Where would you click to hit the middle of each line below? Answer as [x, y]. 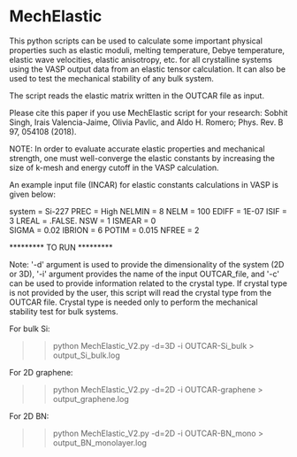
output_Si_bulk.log [87, 355]
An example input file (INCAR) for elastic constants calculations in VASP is [144, 184]
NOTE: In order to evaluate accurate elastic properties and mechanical [137, 149]
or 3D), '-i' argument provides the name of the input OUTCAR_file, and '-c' [145, 274]
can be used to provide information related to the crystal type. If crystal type [148, 283]
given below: [32, 194]
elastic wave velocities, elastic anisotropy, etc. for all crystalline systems [141, 59]
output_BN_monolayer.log [100, 442]
